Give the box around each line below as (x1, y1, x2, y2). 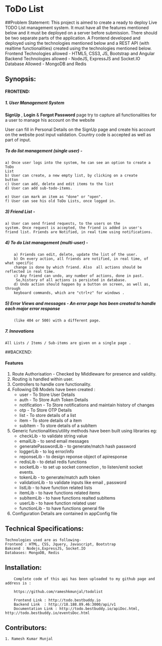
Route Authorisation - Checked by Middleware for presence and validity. (12, 371, 157, 377)
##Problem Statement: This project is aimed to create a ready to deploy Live (5, 19, 158, 25)
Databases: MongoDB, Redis (5, 550, 60, 555)
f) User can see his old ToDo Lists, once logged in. (5, 198, 116, 203)
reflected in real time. (5, 269, 55, 274)
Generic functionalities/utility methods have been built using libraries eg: (12, 428, 157, 433)
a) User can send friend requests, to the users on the (5, 221, 120, 226)
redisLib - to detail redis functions (19, 459, 87, 465)
